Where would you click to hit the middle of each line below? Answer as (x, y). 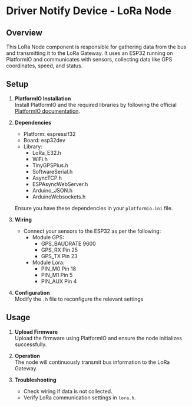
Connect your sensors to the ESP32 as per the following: (92, 231)
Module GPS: (48, 237)
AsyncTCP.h (47, 178)
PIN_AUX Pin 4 (59, 281)
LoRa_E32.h (47, 152)
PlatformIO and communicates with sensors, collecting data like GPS (89, 59)
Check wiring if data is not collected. (68, 391)
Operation (27, 356)
